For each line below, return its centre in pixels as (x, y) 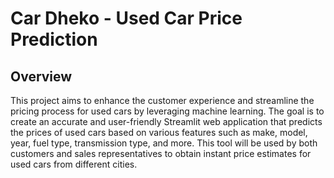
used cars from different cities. (74, 164)
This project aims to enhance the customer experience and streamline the (162, 100)
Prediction (54, 39)
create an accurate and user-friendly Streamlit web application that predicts (166, 121)
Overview (41, 76)
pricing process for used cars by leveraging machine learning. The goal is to (167, 111)
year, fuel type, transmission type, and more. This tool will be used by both (164, 143)
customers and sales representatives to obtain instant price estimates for (161, 153)
